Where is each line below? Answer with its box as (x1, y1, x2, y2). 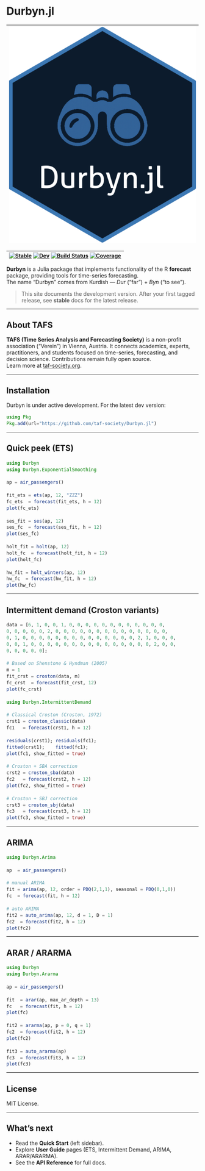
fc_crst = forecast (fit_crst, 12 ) (6, 679, 97, 686)
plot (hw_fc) (6, 582, 37, 589)
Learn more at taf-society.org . (6, 362, 82, 370)
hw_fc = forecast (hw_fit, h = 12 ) (6, 576, 97, 582)
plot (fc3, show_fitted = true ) (6, 815, 86, 821)
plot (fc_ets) (6, 505, 40, 511)
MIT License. (6, 1100, 39, 1108)
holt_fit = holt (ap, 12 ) (6, 544, 70, 550)
